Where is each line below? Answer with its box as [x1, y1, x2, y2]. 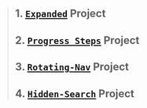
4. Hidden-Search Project [14, 87, 135, 100]
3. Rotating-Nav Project [14, 60, 129, 74]
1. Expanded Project [14, 7, 106, 20]
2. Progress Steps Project [14, 34, 140, 47]
